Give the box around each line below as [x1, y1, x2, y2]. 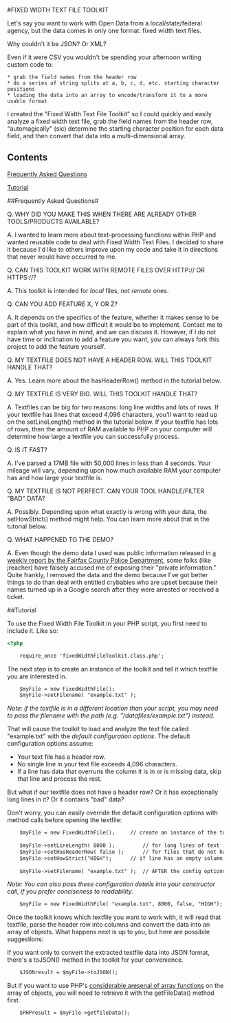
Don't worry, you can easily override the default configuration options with [7, 808, 219, 817]
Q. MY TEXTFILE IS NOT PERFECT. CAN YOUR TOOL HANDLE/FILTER [7, 486, 205, 495]
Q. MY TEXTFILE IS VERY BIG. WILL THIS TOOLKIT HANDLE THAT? [7, 389, 198, 398]
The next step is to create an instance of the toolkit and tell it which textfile [7, 665, 219, 673]
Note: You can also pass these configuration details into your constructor [7, 880, 215, 888]
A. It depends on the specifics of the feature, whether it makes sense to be [7, 313, 219, 321]
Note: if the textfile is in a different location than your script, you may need [7, 704, 219, 713]
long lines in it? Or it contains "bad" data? [7, 795, 124, 804]
